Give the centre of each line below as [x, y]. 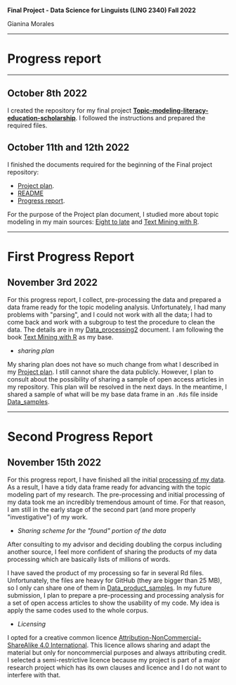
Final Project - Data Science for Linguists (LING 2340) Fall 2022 [102, 10]
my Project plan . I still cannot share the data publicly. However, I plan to [111, 372]
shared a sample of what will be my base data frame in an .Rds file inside [113, 394]
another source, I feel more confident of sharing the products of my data [112, 551]
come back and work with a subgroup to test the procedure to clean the [111, 322]
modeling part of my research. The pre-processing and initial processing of [116, 494]
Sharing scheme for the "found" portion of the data [92, 530]
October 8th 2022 [47, 93]
